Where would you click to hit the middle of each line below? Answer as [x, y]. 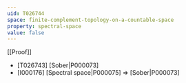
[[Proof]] [20, 52]
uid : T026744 [26, 13]
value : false [26, 33]
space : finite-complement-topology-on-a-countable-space [91, 20]
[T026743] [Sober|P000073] [58, 65]
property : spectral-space [44, 26]
